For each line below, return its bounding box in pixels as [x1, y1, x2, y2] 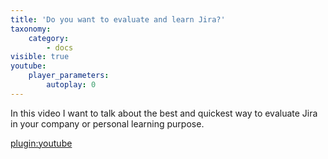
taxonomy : [10, 24, 52, 34]
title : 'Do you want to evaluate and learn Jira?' [10, 14, 226, 25]
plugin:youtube [10, 137, 73, 149]
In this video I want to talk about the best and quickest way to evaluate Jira [10, 107, 318, 119]
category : [28, 33, 70, 43]
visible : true [10, 52, 70, 62]
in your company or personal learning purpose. [10, 117, 205, 130]
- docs [46, 42, 74, 53]
